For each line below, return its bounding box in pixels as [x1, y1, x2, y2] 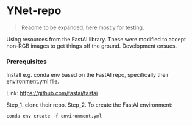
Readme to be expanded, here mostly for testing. [21, 24, 144, 31]
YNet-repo [6, 4, 62, 18]
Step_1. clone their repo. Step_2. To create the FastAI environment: [6, 101, 173, 109]
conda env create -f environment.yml [6, 113, 102, 120]
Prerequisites [6, 57, 47, 66]
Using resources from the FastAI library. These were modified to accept [6, 35, 187, 43]
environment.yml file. [6, 77, 60, 85]
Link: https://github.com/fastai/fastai [6, 90, 98, 97]
